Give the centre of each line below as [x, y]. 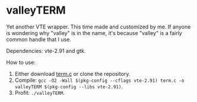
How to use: [21, 62]
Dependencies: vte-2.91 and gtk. [46, 50]
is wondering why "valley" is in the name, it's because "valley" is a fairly [94, 33]
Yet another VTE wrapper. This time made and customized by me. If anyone [99, 27]
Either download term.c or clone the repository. [72, 74]
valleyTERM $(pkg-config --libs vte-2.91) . [69, 86]
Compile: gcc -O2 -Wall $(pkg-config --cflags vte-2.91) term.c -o [99, 80]
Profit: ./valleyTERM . [40, 93]
